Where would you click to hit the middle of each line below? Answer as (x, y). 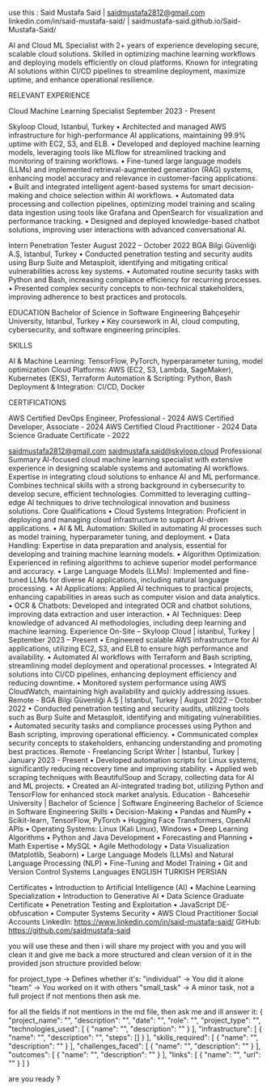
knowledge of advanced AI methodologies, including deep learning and (127, 623)
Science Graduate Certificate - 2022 (69, 435)
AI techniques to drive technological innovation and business (129, 502)
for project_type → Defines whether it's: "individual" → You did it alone (126, 979)
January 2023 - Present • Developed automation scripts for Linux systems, (133, 760)
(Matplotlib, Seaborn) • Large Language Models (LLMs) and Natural (121, 854)
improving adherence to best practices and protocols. (98, 297)
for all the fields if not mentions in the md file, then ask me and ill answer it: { (135, 1012)
